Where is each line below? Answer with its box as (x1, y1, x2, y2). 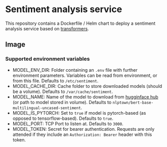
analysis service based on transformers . (5, 25, 90, 31)
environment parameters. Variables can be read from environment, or (12, 72, 157, 78)
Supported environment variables (5, 56, 90, 63)
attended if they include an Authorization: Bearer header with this (12, 131, 152, 137)
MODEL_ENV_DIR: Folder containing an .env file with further (12, 67, 138, 73)
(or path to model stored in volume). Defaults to (12, 99, 112, 105)
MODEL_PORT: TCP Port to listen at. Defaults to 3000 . (12, 120, 123, 127)
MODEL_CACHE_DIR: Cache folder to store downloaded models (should (12, 83, 162, 89)
